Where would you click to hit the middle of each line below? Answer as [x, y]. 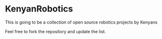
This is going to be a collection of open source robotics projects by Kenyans [81, 22]
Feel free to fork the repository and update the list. [55, 31]
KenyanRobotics [39, 9]
